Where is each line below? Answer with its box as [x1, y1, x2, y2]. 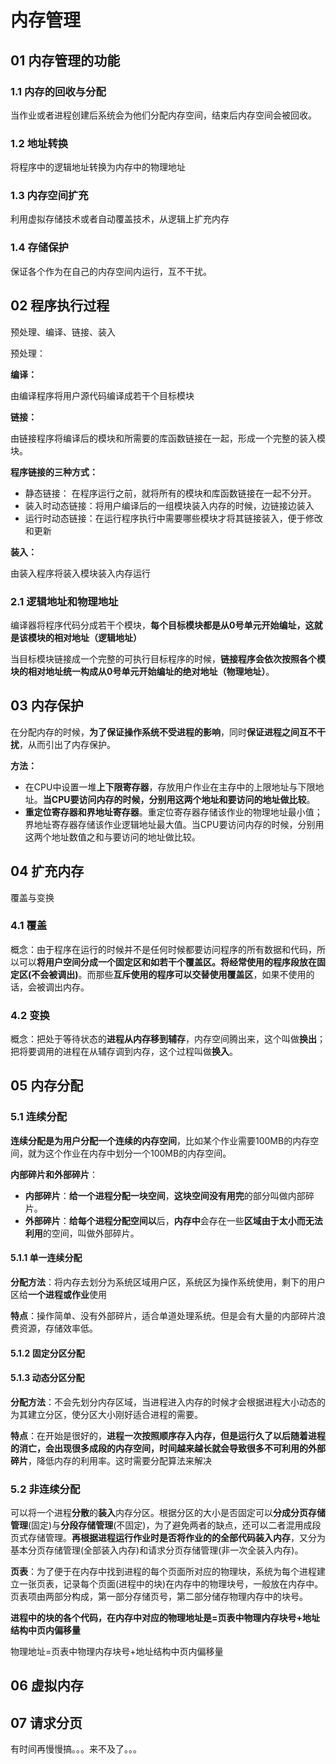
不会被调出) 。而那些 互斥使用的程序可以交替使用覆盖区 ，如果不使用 [31, 968, 307, 980]
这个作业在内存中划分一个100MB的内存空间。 [44, 1147, 232, 1159]
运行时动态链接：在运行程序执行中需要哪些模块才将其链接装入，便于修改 [24, 512, 323, 524]
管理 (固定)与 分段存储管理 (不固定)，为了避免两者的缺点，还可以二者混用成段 [10, 1519, 322, 1531]
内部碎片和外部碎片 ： [10, 1168, 98, 1180]
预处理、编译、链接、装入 [10, 326, 116, 338]
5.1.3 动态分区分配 [10, 1372, 85, 1384]
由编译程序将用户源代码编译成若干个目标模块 [10, 389, 195, 401]
